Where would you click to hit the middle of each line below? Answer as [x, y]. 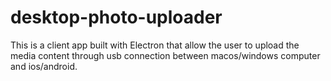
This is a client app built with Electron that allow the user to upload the [155, 45]
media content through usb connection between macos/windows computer [165, 55]
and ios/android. [44, 66]
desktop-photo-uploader [116, 17]
